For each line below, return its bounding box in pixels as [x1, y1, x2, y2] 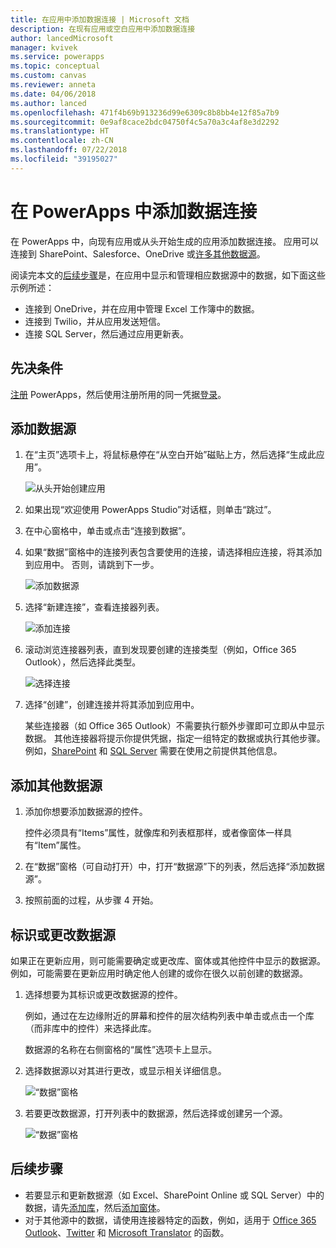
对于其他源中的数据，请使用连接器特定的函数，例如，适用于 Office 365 [24, 1214, 317, 1226]
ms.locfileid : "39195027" [10, 154, 118, 164]
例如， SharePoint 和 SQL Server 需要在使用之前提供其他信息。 [24, 745, 283, 757]
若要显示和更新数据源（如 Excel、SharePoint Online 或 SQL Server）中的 [24, 1189, 325, 1201]
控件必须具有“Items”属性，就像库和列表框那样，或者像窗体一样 [24, 827, 284, 839]
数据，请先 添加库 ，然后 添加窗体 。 [24, 1201, 166, 1213]
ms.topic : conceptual [10, 61, 101, 71]
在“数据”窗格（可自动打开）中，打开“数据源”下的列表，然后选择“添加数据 [24, 861, 325, 873]
